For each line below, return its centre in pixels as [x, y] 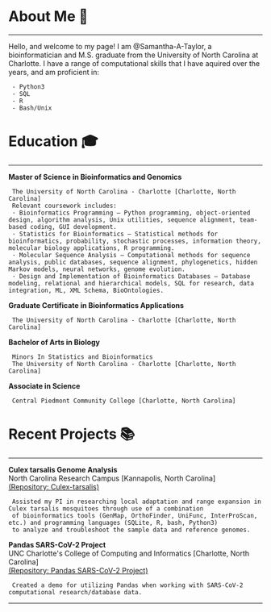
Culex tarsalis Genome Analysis [63, 469]
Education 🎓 [53, 142]
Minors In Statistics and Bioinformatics [82, 357]
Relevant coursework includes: [64, 206]
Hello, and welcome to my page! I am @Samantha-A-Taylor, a [110, 46]
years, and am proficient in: [54, 72]
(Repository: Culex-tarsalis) [54, 486]
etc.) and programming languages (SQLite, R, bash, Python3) [113, 522]
